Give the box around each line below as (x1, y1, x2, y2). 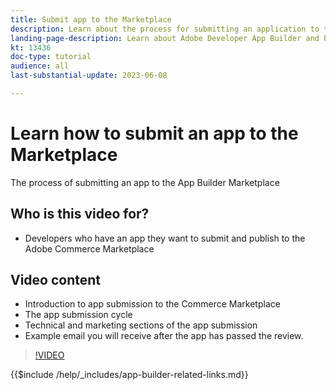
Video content (10, 272, 102, 289)
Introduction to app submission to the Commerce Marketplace (24, 298, 281, 310)
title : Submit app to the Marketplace (10, 14, 172, 25)
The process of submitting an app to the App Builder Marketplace (10, 176, 280, 188)
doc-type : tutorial (10, 52, 92, 62)
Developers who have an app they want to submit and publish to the (24, 232, 306, 244)
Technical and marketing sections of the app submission (24, 319, 258, 331)
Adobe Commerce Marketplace (24, 242, 155, 255)
